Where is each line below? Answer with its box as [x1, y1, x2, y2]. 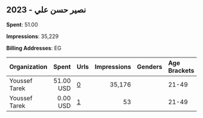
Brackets [168, 66, 195, 74]
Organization [9, 62, 48, 71]
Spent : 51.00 [6, 21, 38, 28]
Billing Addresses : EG [6, 44, 62, 51]
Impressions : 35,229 [6, 33, 59, 40]
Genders [137, 62, 163, 71]
